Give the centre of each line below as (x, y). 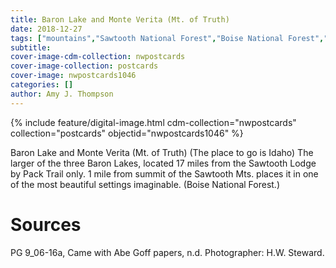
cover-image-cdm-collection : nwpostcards (98, 57)
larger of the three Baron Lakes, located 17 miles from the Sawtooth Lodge (163, 163)
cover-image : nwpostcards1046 (73, 76)
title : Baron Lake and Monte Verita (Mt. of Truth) (120, 19)
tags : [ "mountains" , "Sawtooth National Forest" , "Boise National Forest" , (167, 38)
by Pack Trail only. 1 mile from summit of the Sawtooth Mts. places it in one (164, 173)
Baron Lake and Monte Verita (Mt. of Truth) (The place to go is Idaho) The (162, 152)
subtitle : (31, 47)
